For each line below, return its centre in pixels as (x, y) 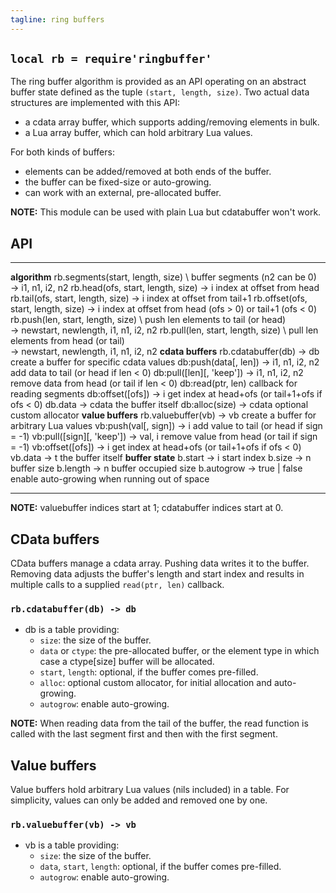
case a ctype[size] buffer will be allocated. (127, 662)
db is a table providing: (72, 630)
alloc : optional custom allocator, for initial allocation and (155, 683)
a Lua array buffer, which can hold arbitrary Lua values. (138, 133)
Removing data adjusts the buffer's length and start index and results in (157, 574)
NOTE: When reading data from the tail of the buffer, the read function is (159, 723)
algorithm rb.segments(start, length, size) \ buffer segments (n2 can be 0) (163, 277)
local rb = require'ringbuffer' (111, 59)
